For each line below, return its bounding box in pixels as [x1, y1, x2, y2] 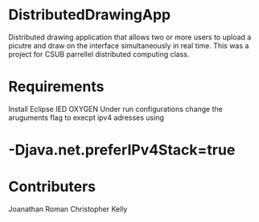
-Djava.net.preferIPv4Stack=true [8, 141, 236, 159]
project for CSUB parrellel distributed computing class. [8, 49, 190, 59]
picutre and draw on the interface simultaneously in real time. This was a [8, 40, 249, 50]
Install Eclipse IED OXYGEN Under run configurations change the [8, 104, 223, 113]
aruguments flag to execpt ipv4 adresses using [8, 113, 165, 122]
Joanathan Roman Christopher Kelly [8, 204, 128, 214]
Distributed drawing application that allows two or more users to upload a [8, 32, 252, 42]
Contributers [8, 178, 97, 196]
